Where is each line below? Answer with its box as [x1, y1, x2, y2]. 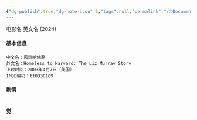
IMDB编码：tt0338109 [6, 73, 54, 79]
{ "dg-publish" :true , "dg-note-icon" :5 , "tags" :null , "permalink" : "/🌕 [6, 8, 173, 15]
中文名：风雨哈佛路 [6, 54, 46, 60]
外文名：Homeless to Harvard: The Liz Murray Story [6, 60, 132, 66]
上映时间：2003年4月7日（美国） [6, 67, 74, 73]
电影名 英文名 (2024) [6, 25, 57, 32]
